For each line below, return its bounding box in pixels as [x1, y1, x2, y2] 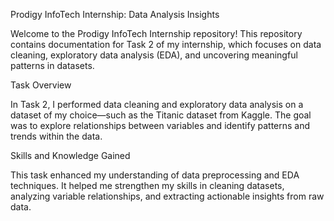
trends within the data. [10, 130, 103, 142]
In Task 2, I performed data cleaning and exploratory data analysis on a [10, 99, 304, 110]
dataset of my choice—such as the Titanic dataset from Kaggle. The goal [10, 109, 312, 121]
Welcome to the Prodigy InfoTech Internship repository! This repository [10, 28, 303, 39]
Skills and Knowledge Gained [10, 150, 131, 161]
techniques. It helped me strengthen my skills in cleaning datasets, [10, 180, 285, 191]
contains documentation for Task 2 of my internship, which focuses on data [10, 39, 322, 50]
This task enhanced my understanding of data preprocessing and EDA [10, 169, 300, 181]
